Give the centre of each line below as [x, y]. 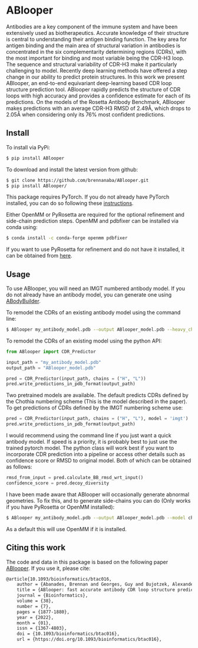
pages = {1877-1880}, [43, 612]
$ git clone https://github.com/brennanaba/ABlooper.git [77, 180]
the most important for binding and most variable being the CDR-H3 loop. [95, 58]
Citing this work [36, 548]
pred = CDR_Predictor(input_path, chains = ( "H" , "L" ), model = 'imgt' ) [97, 419]
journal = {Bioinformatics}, [52, 595]
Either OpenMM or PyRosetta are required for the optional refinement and [95, 215]
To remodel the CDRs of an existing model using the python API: [84, 341]
